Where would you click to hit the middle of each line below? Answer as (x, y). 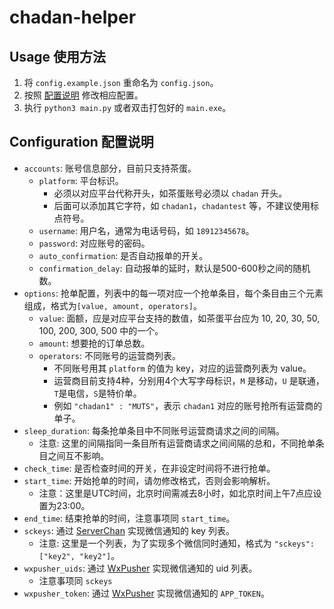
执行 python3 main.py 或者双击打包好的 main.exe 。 (127, 107)
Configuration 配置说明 (81, 142)
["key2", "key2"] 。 (79, 555)
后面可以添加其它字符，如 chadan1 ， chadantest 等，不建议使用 (182, 205)
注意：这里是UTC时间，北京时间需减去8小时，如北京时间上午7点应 (176, 493)
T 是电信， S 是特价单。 (97, 393)
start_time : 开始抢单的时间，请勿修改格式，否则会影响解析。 (149, 480)
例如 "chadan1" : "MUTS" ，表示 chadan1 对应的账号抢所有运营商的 (188, 405)
